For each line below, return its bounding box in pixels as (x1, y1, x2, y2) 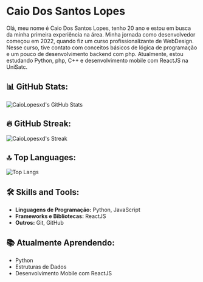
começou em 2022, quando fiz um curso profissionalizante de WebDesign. (6, 37, 194, 44)
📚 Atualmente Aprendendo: (6, 238, 115, 248)
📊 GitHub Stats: (6, 82, 69, 92)
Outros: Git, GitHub (15, 219, 64, 227)
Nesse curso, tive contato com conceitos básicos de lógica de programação (6, 44, 198, 51)
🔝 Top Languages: (6, 152, 77, 163)
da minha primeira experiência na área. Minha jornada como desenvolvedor (6, 30, 196, 38)
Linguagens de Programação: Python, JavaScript (15, 206, 141, 214)
